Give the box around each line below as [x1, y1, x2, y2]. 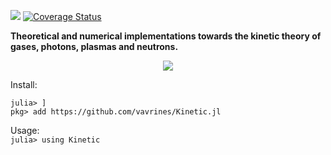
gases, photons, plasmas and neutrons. [10, 41, 179, 52]
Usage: [10, 125, 40, 136]
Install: [10, 79, 38, 90]
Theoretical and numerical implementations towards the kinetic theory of [10, 30, 322, 42]
